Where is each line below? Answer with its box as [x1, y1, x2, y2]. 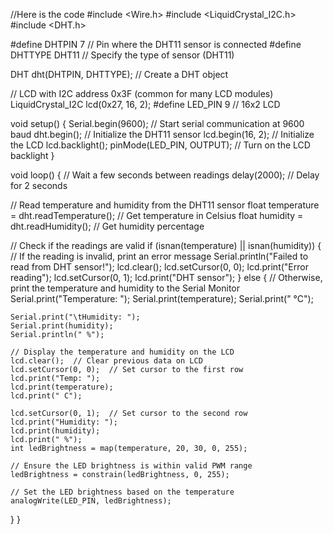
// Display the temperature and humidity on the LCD [10, 347, 235, 357]
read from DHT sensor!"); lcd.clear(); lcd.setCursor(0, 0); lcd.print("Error [10, 261, 309, 273]
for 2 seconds [10, 180, 68, 191]
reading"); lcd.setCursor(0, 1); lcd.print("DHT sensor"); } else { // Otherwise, [10, 272, 323, 283]
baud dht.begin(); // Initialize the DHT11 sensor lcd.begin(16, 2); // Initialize [10, 129, 315, 140]
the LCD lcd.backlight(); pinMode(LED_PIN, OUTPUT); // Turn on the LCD [10, 139, 311, 151]
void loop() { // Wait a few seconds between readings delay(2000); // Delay [10, 169, 320, 181]
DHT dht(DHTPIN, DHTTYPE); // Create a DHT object [10, 69, 229, 80]
